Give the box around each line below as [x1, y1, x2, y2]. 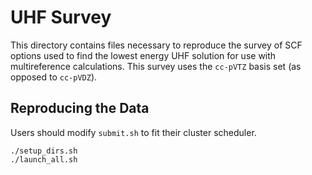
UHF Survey [10, 6, 112, 29]
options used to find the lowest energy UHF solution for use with [10, 49, 277, 61]
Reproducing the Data [10, 100, 150, 117]
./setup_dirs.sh [10, 146, 78, 156]
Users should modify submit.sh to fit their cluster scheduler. [10, 126, 257, 138]
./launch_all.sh [10, 154, 78, 165]
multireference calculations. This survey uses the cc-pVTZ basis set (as [10, 60, 302, 72]
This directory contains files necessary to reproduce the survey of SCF [10, 39, 303, 51]
